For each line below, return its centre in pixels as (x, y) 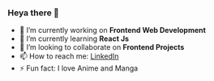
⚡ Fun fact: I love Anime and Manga (79, 68)
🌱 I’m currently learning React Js (74, 38)
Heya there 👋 (34, 13)
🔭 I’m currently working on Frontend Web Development (112, 30)
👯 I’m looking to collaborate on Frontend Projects (102, 47)
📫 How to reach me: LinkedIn (69, 56)
